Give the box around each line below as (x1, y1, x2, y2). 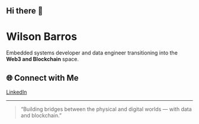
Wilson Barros (6, 30, 78, 43)
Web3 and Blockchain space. (6, 56, 79, 63)
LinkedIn (6, 88, 27, 96)
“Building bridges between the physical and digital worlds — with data (20, 106, 192, 113)
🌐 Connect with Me (6, 72, 79, 83)
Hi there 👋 (6, 6, 43, 16)
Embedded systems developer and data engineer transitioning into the (6, 49, 178, 56)
